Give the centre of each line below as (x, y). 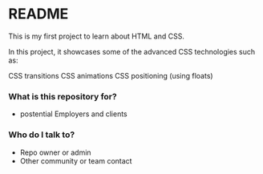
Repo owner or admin (55, 152)
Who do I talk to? (42, 135)
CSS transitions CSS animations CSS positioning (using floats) (111, 75)
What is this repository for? (63, 96)
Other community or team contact (76, 160)
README (38, 14)
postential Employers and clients (73, 114)
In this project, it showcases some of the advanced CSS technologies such (132, 51)
